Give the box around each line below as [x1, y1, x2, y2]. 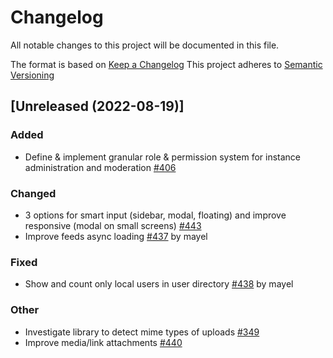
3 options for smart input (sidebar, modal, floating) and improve [24, 209, 287, 221]
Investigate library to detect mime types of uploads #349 [24, 326, 260, 338]
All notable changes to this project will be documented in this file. [10, 39, 280, 51]
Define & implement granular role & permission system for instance [24, 151, 302, 163]
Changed [10, 186, 57, 200]
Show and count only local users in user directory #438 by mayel [24, 278, 294, 290]
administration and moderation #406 [24, 161, 177, 173]
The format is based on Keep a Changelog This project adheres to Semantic [10, 58, 323, 70]
